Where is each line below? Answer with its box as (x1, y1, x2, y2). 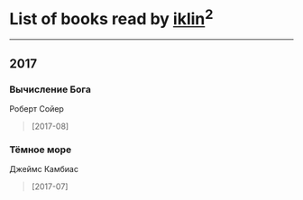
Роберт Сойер (9, 103, 65, 114)
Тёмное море (9, 143, 72, 156)
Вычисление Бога (9, 83, 92, 95)
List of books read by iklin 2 (9, 5, 214, 30)
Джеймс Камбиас (9, 164, 79, 175)
